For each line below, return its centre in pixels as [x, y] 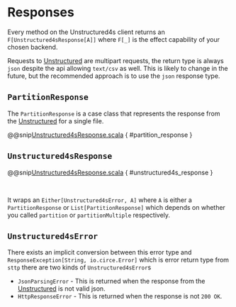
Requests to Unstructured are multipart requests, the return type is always [116, 60]
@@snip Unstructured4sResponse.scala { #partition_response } [100, 135]
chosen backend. [33, 47]
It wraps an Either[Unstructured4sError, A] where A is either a [100, 200]
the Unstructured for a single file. [56, 121]
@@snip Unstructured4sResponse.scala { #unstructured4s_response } [110, 172]
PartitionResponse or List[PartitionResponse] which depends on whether [116, 207]
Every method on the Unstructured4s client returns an [86, 32]
